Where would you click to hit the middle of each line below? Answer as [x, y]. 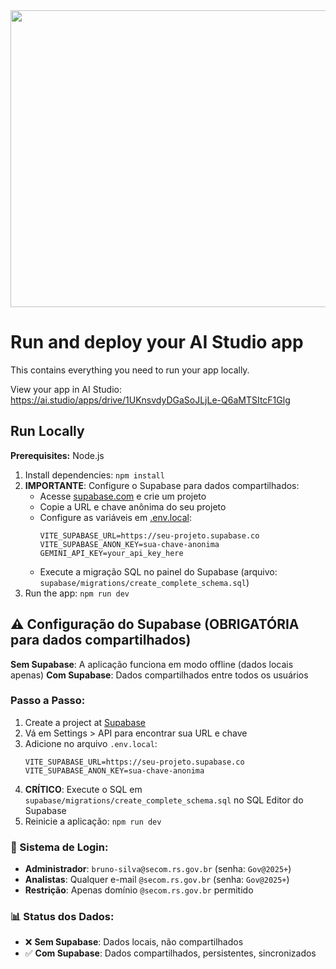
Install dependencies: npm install [94, 475]
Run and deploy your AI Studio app [157, 342]
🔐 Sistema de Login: [59, 847]
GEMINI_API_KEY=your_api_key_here [111, 553]
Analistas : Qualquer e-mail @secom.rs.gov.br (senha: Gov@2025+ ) [157, 880]
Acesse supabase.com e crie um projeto [123, 496]
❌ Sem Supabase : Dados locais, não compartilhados [134, 942]
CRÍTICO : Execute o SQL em [83, 789]
